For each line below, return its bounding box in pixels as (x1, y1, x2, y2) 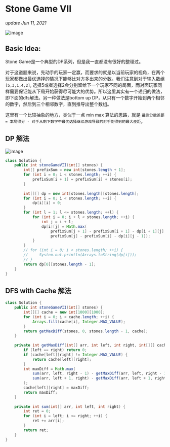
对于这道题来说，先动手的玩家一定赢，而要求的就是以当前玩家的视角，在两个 (5, 69, 165, 75)
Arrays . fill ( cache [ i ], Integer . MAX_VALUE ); (32, 319, 125, 324)
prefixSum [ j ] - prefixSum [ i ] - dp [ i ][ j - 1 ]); (50, 233, 151, 238)
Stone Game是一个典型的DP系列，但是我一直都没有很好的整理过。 (5, 58, 143, 64)
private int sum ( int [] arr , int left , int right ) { (14, 404, 125, 409)
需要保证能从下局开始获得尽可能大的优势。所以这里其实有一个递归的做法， (9, 88, 165, 94)
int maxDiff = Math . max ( (23, 366, 76, 371)
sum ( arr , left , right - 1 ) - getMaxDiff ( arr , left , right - (32, 371, 162, 376)
